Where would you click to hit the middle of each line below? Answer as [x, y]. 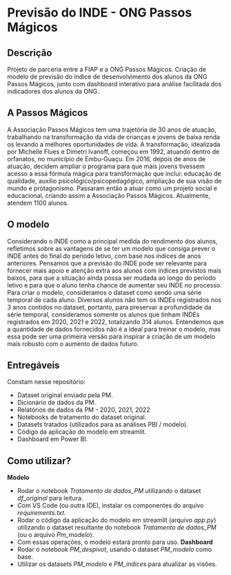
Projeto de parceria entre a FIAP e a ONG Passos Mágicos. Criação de [107, 69]
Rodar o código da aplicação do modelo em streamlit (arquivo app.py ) [117, 520]
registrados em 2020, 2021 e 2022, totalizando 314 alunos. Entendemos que [115, 321]
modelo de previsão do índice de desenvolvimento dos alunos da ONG [107, 77]
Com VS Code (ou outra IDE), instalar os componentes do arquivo [110, 505]
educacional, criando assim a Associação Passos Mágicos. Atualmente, [109, 195]
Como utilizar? [39, 461]
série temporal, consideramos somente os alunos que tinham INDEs [103, 314]
